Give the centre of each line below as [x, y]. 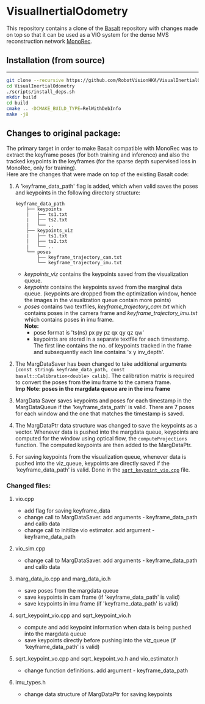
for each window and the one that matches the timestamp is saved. [99, 413]
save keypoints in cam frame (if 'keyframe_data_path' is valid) [102, 597]
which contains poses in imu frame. [69, 319]
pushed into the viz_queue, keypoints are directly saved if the [92, 463]
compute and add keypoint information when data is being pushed [108, 627]
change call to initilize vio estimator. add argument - [89, 530]
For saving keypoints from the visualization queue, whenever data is [101, 456]
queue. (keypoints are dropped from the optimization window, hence [110, 293]
